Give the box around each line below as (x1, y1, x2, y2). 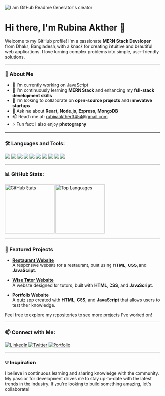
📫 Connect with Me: (5, 329, 55, 336)
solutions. (5, 54, 25, 60)
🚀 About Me (5, 70, 34, 77)
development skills (12, 93, 52, 99)
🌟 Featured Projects (5, 246, 53, 253)
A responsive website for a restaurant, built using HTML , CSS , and (12, 263, 147, 268)
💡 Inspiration (5, 359, 36, 366)
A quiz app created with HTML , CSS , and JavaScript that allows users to (12, 297, 160, 303)
